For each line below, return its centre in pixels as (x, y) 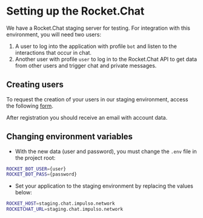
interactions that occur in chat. (53, 52)
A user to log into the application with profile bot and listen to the (96, 46)
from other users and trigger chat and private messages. (86, 66)
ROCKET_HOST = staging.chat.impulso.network (61, 204)
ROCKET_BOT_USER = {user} (36, 169)
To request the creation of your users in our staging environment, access (97, 99)
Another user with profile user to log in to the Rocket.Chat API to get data (106, 59)
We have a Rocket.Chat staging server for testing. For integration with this (98, 28)
